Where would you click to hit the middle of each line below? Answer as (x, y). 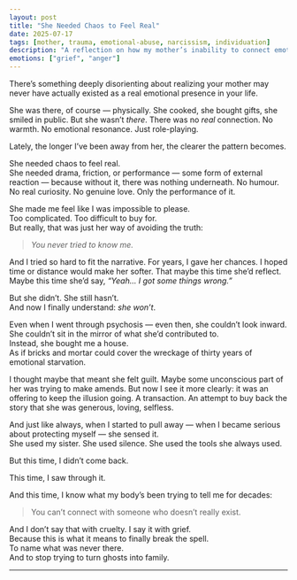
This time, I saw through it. (57, 478)
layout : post (33, 17)
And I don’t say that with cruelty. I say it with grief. (100, 529)
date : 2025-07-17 (41, 34)
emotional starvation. (48, 362)
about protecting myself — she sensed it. (84, 434)
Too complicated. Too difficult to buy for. (83, 218)
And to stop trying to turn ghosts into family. (89, 557)
